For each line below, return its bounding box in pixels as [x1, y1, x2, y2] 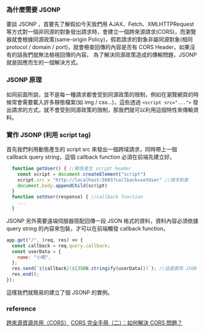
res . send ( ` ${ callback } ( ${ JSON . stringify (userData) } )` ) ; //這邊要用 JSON [12, 265, 197, 272]
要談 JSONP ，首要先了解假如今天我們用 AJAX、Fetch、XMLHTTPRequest [6, 20, 194, 28]
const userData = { [12, 248, 62, 255]
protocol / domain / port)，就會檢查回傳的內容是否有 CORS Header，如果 [6, 43, 190, 51]
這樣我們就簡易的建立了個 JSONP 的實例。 [6, 289, 113, 296]
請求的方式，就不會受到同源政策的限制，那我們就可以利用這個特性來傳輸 [11, 106, 193, 113]
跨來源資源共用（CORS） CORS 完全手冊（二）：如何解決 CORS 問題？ [6, 319, 183, 326]
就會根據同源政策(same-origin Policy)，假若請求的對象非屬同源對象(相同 [11, 36, 193, 43]
